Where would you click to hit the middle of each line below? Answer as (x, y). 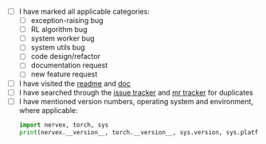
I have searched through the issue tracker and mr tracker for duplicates (136, 92)
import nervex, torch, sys (64, 125)
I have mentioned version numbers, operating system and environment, (136, 101)
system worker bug (63, 38)
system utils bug (58, 48)
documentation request (69, 65)
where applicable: (48, 110)
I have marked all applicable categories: (84, 12)
